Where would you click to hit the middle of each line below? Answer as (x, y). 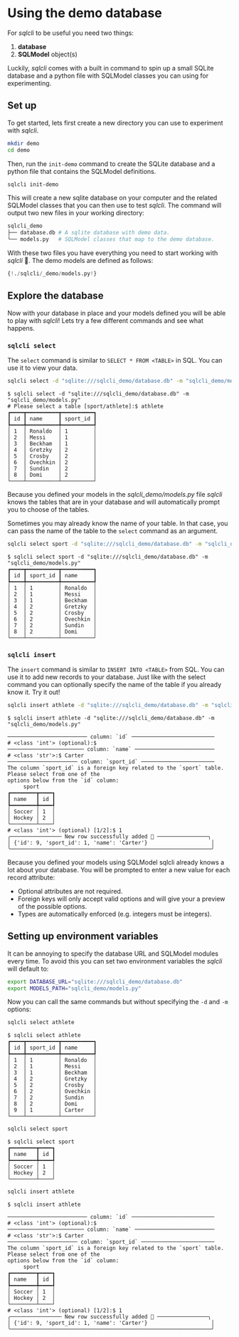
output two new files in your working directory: (76, 213)
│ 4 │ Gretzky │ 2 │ (52, 450)
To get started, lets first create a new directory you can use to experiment (115, 123)
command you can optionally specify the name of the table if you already (115, 685)
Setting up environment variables (83, 936)
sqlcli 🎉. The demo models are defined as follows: (80, 260)
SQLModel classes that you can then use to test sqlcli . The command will (115, 205)
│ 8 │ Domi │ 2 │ (52, 475)
